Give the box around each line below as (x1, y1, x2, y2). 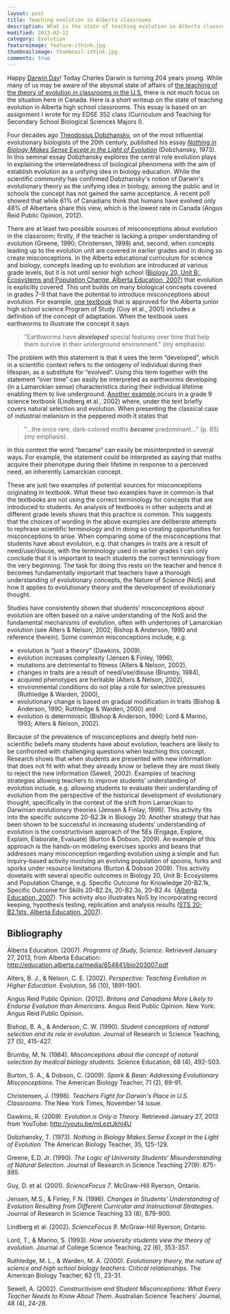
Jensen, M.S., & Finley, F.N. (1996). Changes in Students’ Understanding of (7, 1194, 219, 1203)
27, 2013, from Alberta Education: (7, 953, 101, 961)
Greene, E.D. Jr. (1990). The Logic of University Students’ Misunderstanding (7, 1153, 222, 1161)
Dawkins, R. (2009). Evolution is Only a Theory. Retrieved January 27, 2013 (7, 1112, 219, 1120)
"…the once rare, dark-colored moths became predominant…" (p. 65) (23, 425, 220, 433)
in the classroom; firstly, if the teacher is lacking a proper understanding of (7, 232, 218, 240)
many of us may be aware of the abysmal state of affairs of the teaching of (7, 80, 218, 89)
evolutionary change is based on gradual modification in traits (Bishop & (16, 697, 220, 705)
